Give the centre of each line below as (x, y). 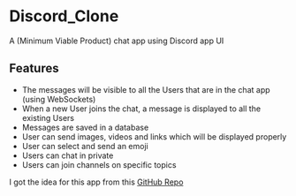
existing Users (48, 117)
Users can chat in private (68, 155)
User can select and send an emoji (85, 146)
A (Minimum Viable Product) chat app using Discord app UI (117, 41)
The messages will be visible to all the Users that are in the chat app (146, 89)
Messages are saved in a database (85, 127)
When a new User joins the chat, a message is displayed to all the (141, 109)
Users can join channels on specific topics (99, 164)
